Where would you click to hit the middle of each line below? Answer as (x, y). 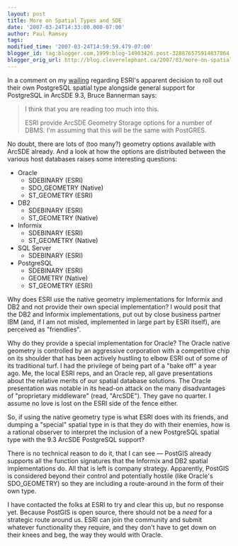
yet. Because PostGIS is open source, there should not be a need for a (110, 512)
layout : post (27, 14)
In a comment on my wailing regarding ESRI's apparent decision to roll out (115, 80)
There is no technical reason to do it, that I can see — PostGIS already (109, 453)
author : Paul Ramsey (38, 34)
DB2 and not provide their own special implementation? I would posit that (114, 307)
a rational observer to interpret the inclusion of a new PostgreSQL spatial (113, 432)
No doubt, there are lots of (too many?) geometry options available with (112, 144)
